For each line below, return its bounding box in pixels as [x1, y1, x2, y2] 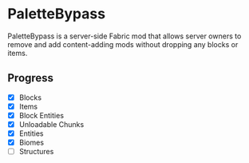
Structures [18, 147, 54, 157]
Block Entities [18, 110, 65, 120]
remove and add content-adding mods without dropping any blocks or [7, 39, 239, 49]
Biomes [18, 137, 45, 148]
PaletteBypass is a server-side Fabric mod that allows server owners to [7, 31, 242, 41]
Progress [7, 71, 53, 85]
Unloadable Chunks [18, 119, 85, 129]
